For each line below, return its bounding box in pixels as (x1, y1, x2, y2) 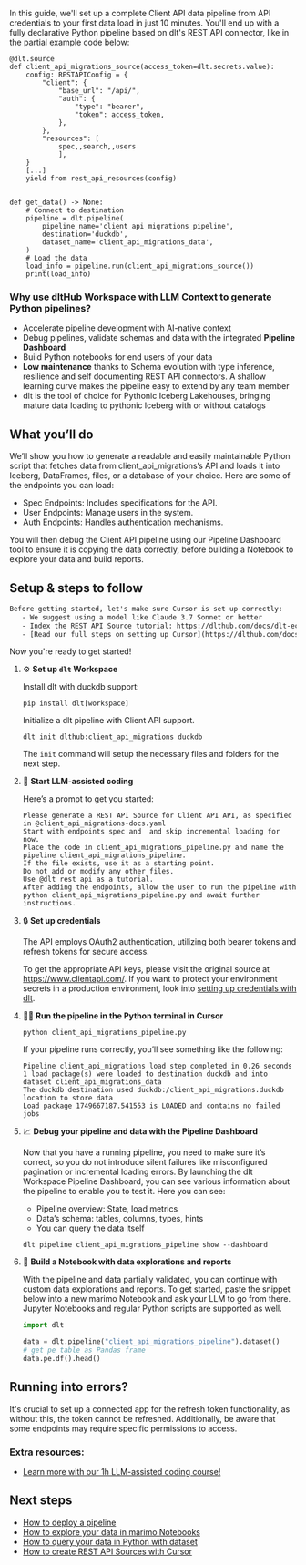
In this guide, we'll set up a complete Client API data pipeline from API (9, 8, 271, 18)
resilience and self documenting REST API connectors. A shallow (22, 371, 267, 382)
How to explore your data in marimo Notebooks (22, 1526, 200, 1538)
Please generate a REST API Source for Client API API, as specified (22, 811, 293, 821)
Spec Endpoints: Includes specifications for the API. (22, 497, 218, 508)
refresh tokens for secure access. (22, 946, 150, 957)
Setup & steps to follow (9, 580, 143, 596)
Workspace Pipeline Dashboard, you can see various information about (22, 1176, 291, 1187)
